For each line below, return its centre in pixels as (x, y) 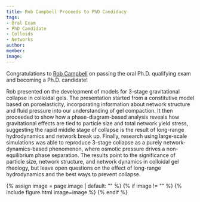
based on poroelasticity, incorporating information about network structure (98, 104)
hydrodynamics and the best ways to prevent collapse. (73, 174)
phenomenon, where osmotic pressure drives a (107, 149)
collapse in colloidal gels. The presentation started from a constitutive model (100, 98)
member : (16, 51)
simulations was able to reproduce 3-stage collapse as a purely (84, 142)
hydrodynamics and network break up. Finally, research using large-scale (97, 136)
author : (16, 46)
